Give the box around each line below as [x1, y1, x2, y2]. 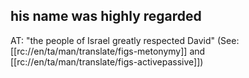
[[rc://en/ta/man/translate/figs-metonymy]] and [10, 45, 206, 57]
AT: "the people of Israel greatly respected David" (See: [10, 34, 240, 46]
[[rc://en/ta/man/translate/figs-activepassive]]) [10, 55, 204, 68]
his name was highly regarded [10, 8, 202, 25]
